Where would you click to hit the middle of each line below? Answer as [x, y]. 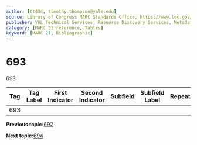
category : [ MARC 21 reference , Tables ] [55, 28]
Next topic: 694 [25, 136]
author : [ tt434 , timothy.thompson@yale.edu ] [61, 11]
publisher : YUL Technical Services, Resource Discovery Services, [89, 22]
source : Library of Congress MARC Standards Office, [72, 17]
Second [92, 93]
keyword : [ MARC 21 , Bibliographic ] [50, 33]
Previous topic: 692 [30, 125]
